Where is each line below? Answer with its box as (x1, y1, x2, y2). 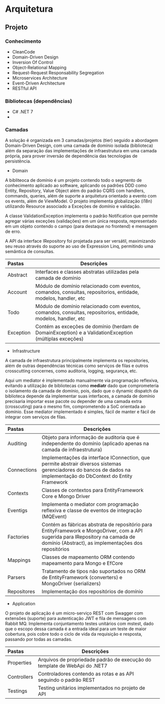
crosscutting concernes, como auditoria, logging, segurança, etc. (5, 368, 137, 374)
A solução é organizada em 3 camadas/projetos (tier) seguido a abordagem (5, 138, 159, 143)
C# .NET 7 (12, 109, 33, 115)
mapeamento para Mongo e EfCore (41, 560, 123, 567)
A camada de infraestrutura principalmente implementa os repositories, (5, 358, 150, 364)
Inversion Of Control (12, 59, 54, 65)
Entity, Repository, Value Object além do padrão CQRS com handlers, (5, 188, 145, 194)
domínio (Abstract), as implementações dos (41, 539, 143, 546)
